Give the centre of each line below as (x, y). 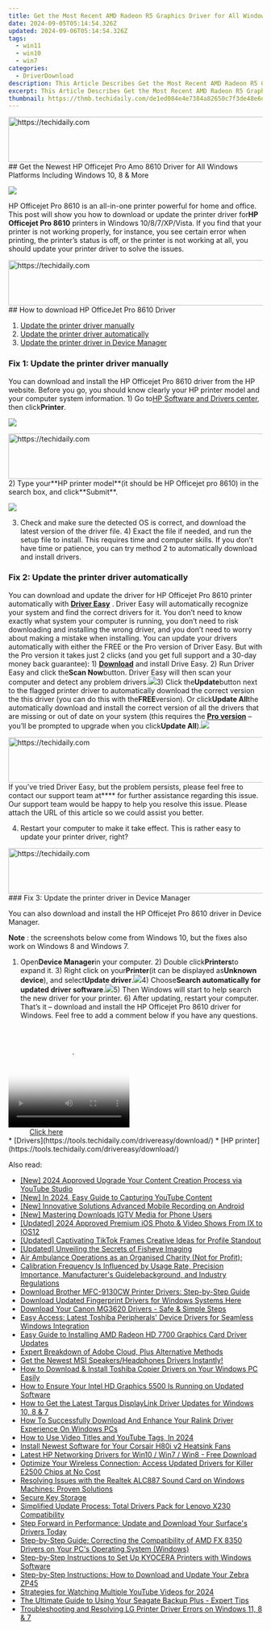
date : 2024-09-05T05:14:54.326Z (63, 23)
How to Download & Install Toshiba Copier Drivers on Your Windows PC (139, 1369)
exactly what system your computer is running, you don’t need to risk (123, 621)
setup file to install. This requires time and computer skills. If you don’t (137, 539)
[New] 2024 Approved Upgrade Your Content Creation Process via (131, 1180)
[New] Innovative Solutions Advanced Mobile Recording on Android (132, 1206)
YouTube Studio (46, 1189)
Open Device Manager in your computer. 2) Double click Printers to (129, 962)
